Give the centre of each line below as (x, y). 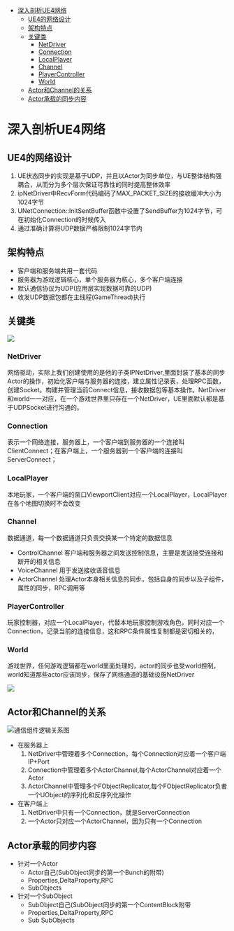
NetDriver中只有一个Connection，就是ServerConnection (109, 813)
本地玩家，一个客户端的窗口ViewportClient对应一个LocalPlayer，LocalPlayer (117, 494)
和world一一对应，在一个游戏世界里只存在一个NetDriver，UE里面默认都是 (113, 399)
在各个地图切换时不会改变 (44, 503)
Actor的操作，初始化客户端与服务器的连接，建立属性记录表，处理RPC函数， (116, 381)
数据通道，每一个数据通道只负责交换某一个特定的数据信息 (90, 537)
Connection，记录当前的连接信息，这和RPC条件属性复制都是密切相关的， (113, 631)
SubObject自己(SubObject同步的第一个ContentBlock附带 (109, 905)
